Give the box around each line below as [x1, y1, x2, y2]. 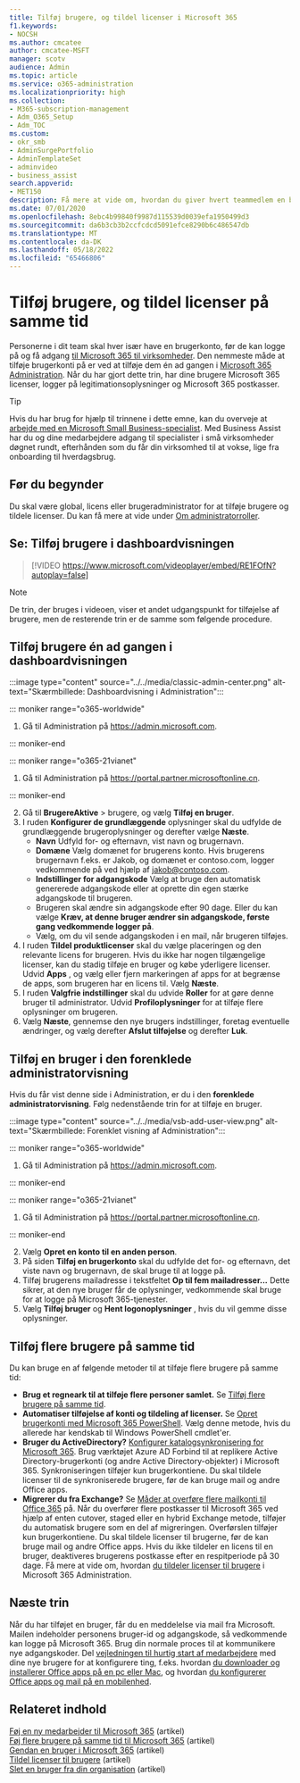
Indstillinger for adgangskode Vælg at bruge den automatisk [35, 874, 261, 885]
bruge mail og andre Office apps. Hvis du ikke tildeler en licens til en [21, 1541, 274, 1552]
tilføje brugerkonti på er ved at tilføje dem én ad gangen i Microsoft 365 [9, 359, 272, 371]
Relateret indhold [9, 1702, 107, 1717]
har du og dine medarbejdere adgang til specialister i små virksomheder [9, 432, 274, 443]
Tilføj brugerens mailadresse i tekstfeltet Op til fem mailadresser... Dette [21, 1275, 290, 1286]
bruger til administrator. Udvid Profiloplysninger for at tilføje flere [21, 997, 263, 1008]
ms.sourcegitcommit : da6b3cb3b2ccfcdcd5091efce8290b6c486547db [9, 221, 250, 229]
